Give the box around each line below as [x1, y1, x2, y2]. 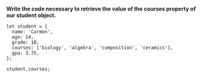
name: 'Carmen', [12, 29, 53, 35]
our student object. [6, 12, 56, 19]
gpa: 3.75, [12, 50, 40, 56]
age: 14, [12, 34, 34, 40]
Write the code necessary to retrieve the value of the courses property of [6, 5, 197, 12]
